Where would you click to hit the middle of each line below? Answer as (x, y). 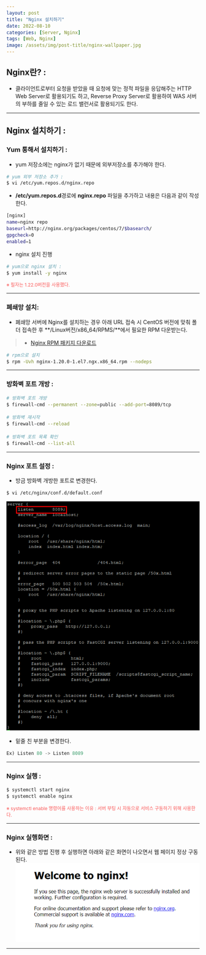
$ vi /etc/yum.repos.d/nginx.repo (51, 183)
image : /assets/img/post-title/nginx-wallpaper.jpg (74, 45)
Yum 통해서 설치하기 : (37, 150)
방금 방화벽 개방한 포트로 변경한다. (56, 481)
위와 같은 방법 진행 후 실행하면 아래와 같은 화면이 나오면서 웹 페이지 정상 (101, 852)
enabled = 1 (19, 242)
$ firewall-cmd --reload (38, 424)
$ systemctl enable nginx (39, 797)
